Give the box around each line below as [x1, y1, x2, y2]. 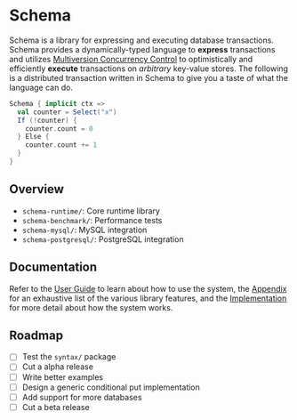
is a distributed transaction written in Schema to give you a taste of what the [9, 72, 289, 83]
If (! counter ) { [17, 116, 77, 125]
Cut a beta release [21, 401, 91, 412]
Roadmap [9, 327, 64, 343]
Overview [9, 182, 65, 197]
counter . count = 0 [25, 124, 93, 133]
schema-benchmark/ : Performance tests [21, 214, 163, 225]
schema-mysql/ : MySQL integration [21, 224, 148, 235]
